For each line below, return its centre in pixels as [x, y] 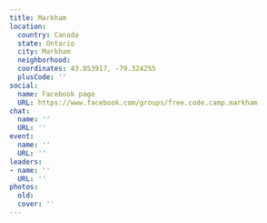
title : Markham [38, 18]
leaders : [26, 162]
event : [22, 137]
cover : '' [36, 204]
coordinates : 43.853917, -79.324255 [87, 69]
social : [24, 86]
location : [28, 26]
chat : [20, 111]
